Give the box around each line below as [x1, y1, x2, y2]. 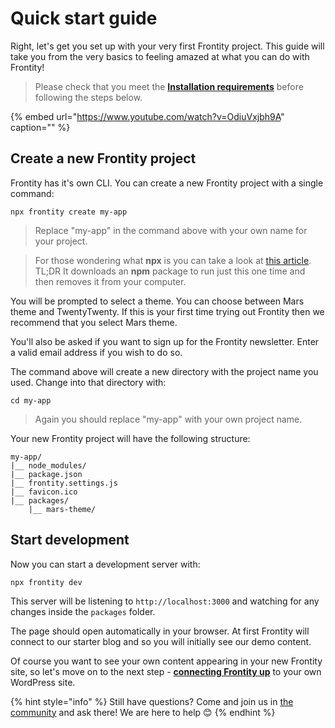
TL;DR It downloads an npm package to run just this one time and [34, 265, 306, 277]
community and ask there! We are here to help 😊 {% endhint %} [10, 706, 276, 718]
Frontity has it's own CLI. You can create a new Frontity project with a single [10, 177, 324, 189]
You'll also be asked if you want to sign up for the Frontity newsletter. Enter [10, 335, 320, 347]
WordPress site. [10, 676, 76, 688]
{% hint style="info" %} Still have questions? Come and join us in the [10, 695, 294, 707]
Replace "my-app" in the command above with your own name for [34, 224, 308, 236]
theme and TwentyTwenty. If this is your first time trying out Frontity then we [10, 305, 325, 317]
